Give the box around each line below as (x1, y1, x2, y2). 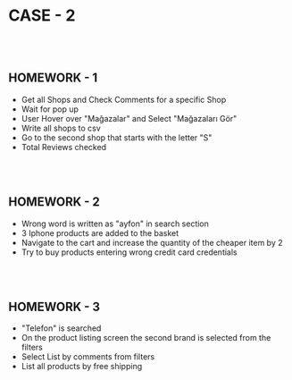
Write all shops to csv (21, 122, 102, 133)
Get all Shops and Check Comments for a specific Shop (21, 94, 227, 105)
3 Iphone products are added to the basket (21, 227, 179, 238)
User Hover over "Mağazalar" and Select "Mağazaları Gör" (21, 113, 238, 123)
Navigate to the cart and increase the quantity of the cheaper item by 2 (21, 237, 283, 248)
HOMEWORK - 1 (8, 71, 98, 86)
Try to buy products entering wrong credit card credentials (21, 247, 238, 258)
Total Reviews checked (21, 141, 107, 152)
